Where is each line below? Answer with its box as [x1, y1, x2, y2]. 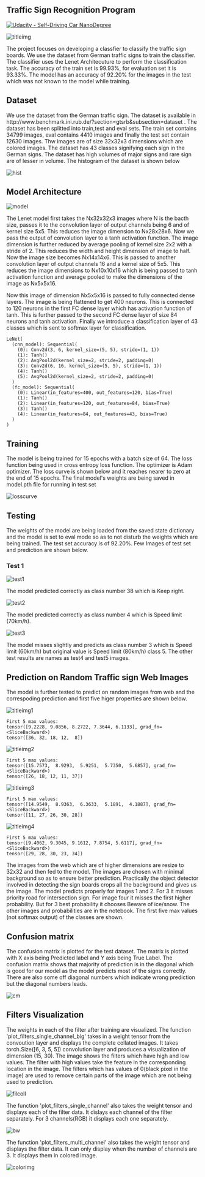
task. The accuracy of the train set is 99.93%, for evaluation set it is [6, 64, 177, 72]
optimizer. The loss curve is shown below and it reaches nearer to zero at [6, 468, 191, 475]
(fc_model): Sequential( [12, 384, 75, 391]
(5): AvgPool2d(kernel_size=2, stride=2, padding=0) [17, 374, 154, 380]
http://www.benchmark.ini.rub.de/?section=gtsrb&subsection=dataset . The [6, 118, 197, 125]
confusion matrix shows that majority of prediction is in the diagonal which [6, 960, 194, 967]
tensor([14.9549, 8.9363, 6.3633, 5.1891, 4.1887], [6, 801, 151, 808]
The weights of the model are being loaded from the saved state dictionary [6, 527, 195, 534]
